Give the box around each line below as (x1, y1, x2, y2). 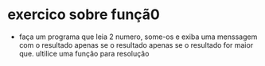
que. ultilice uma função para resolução (18, 49, 150, 58)
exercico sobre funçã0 (7, 6, 160, 24)
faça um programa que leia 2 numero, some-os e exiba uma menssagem (18, 32, 258, 41)
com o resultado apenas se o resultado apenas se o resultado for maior (18, 40, 254, 49)
